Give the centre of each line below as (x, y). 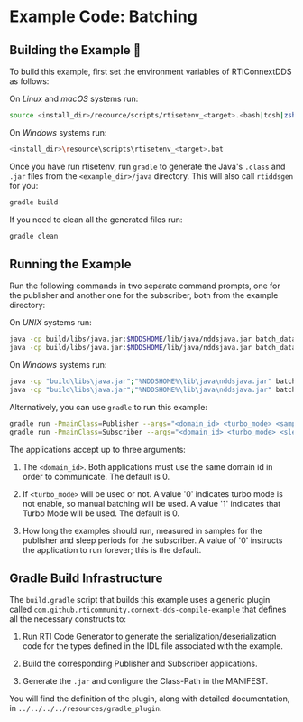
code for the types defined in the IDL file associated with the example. (153, 646)
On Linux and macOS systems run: (74, 98)
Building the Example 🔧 (75, 50)
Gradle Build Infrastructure (86, 578)
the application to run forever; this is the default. (112, 549)
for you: (24, 185)
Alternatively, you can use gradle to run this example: (108, 407)
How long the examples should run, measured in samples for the (142, 530)
